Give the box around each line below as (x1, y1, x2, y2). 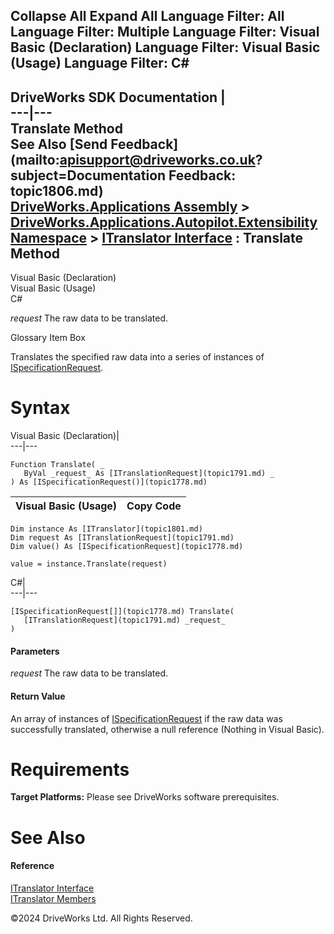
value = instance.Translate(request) (10, 559, 168, 569)
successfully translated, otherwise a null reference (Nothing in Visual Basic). (10, 723, 325, 735)
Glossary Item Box (10, 332, 86, 344)
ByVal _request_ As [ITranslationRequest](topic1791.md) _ (23, 469, 275, 479)
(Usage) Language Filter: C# (10, 55, 190, 72)
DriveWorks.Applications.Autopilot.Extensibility (10, 214, 318, 231)
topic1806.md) (10, 182, 104, 199)
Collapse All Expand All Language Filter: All (10, 8, 285, 25)
